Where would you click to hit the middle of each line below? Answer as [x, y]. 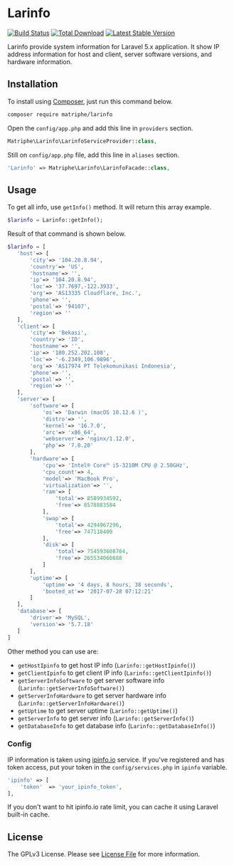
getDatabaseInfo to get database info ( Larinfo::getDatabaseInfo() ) [116, 725]
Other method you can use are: [53, 651]
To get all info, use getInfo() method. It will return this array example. [110, 207]
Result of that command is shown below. [67, 234]
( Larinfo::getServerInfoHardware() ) [71, 703]
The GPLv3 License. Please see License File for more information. [104, 854]
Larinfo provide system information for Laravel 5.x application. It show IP [113, 46]
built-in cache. [28, 814]
